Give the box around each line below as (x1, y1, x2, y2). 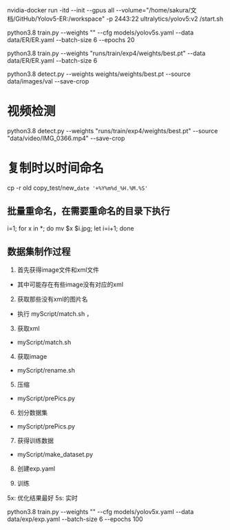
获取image (17, 352, 48, 360)
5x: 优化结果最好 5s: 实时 (7, 493, 78, 502)
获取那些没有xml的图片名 (17, 295, 88, 303)
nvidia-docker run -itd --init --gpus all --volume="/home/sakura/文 (7, 6, 197, 14)
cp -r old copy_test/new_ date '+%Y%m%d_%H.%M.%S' (7, 184, 148, 192)
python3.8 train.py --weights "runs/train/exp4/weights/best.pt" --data (7, 49, 206, 57)
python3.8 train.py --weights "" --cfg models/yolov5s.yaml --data (7, 28, 194, 37)
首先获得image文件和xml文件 (17, 265, 100, 274)
